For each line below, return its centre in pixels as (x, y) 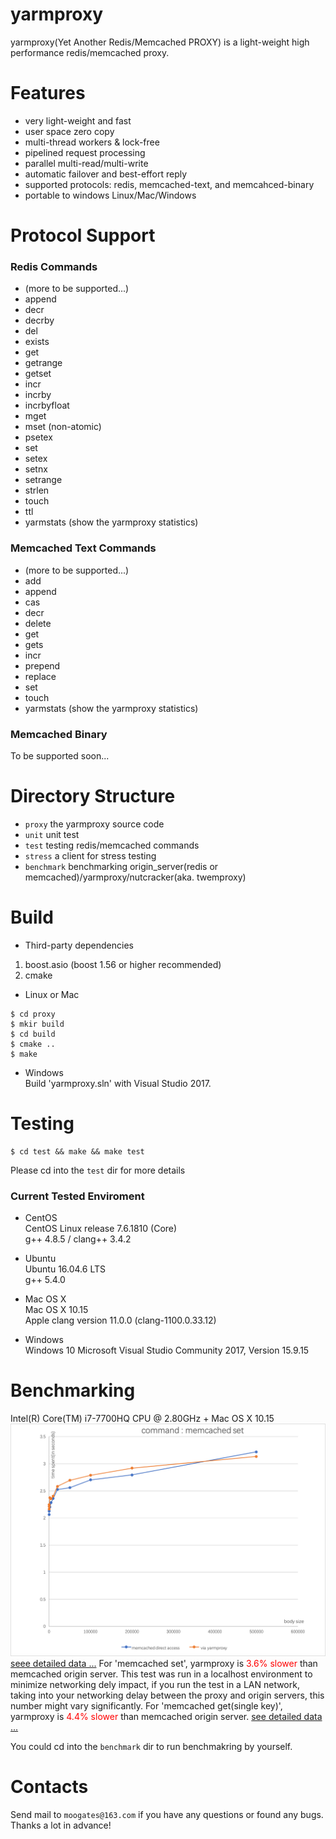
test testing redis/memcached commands (112, 845)
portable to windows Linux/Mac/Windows (110, 195)
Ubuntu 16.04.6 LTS (65, 1269)
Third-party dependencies (79, 945)
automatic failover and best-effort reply (106, 174)
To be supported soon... (60, 755)
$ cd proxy (33, 1014)
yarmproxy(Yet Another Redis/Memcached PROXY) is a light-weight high (160, 42)
